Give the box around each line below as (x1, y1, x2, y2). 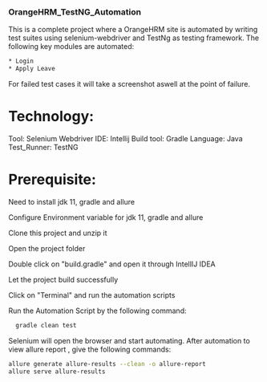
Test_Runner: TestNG (8, 142, 79, 152)
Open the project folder (8, 243, 86, 253)
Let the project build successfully (8, 274, 119, 284)
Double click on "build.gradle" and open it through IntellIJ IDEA (8, 259, 216, 269)
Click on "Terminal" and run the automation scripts (8, 290, 176, 299)
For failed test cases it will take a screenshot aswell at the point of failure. (8, 79, 251, 89)
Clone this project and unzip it (8, 228, 107, 238)
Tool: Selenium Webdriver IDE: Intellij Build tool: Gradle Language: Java (8, 133, 243, 143)
